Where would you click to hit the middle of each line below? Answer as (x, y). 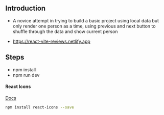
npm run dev (26, 75)
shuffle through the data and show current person (65, 31)
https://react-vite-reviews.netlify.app (51, 41)
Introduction (26, 8)
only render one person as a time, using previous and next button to (84, 26)
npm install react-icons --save (40, 107)
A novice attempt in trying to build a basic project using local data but (86, 20)
